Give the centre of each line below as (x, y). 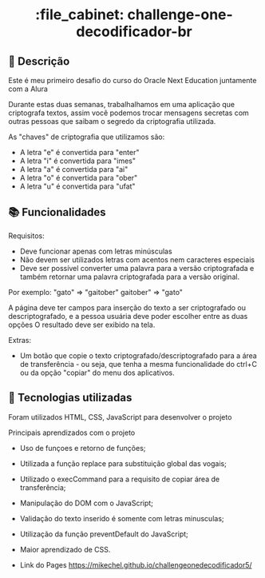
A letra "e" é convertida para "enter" (79, 152)
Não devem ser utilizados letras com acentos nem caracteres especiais (137, 259)
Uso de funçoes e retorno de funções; (83, 448)
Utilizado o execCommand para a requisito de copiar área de (120, 479)
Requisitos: (27, 235)
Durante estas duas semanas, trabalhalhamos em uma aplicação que (122, 104)
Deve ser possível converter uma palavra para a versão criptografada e (137, 268)
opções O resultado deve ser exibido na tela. (82, 325)
